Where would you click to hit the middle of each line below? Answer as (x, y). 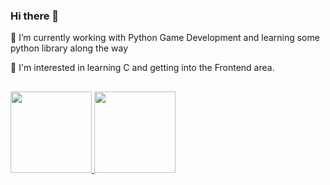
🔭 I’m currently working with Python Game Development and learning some (165, 38)
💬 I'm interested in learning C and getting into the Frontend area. (142, 68)
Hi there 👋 (35, 16)
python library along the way (69, 48)
